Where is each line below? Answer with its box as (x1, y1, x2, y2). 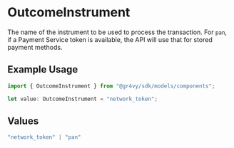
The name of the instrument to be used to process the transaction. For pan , (7, 28, 227, 36)
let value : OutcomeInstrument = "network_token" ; (7, 95, 158, 102)
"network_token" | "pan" (7, 134, 81, 141)
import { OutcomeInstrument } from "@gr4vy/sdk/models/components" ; (7, 83, 215, 90)
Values (7, 115, 39, 127)
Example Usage (7, 63, 78, 75)
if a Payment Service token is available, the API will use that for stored (7, 35, 213, 43)
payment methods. (7, 43, 63, 51)
